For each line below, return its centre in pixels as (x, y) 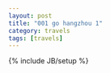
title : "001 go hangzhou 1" (56, 23)
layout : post (30, 16)
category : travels (39, 30)
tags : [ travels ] (36, 38)
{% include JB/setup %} (49, 61)
